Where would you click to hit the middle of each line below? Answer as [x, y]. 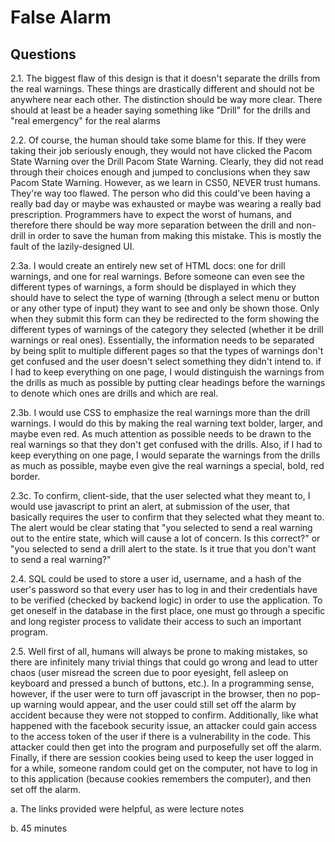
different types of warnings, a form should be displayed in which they [153, 287]
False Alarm [61, 17]
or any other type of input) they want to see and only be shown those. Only [165, 308]
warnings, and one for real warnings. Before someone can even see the [158, 276]
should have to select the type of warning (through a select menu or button [165, 297]
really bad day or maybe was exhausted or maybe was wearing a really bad [166, 204]
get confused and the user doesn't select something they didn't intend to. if [166, 361]
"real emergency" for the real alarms [85, 120]
